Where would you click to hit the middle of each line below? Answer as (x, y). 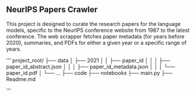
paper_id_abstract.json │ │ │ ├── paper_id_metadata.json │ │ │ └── (91, 67)
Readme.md (21, 79)
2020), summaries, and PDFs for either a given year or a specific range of (97, 42)
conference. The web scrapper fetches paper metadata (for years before (95, 36)
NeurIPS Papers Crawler (52, 10)
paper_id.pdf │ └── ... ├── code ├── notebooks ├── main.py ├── (89, 72)
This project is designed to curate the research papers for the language (94, 24)
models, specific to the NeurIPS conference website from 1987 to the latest (98, 30)
